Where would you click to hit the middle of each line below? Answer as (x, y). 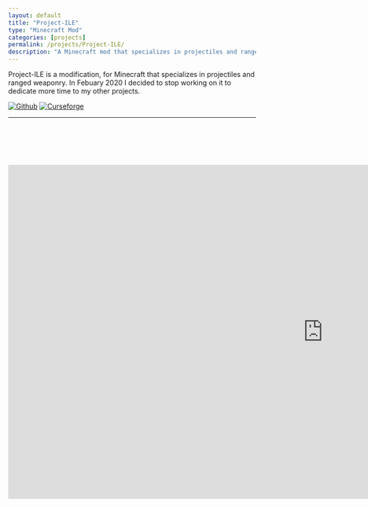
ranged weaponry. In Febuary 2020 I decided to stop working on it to (120, 83)
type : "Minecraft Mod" (45, 30)
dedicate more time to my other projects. (74, 91)
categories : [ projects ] (47, 37)
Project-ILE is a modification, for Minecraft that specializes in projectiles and (132, 74)
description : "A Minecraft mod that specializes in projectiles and (123, 52)
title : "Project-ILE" (44, 23)
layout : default (35, 15)
